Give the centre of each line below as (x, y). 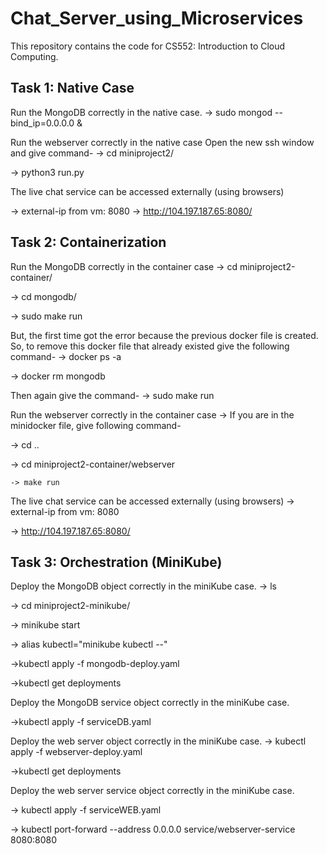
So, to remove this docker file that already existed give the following (150, 346)
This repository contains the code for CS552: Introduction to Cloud (148, 46)
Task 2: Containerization (88, 242)
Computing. (34, 56)
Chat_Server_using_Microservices (157, 18)
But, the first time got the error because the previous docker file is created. (164, 335)
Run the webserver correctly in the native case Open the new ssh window (162, 142)
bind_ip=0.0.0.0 (42, 123)
